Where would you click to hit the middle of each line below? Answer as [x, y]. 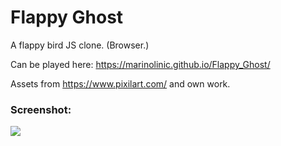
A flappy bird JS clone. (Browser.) [80, 45]
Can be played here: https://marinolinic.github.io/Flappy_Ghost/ [140, 64]
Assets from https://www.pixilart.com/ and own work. [120, 83]
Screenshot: [41, 109]
